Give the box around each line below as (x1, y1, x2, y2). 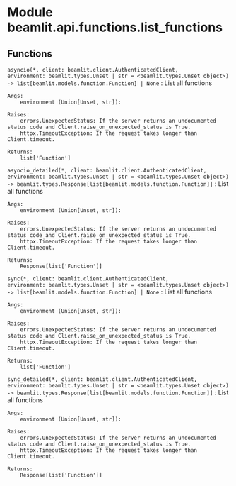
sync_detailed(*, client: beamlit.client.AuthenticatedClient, (7, 376, 198, 383)
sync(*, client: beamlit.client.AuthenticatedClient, (7, 275, 170, 282)
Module (7, 4, 53, 21)
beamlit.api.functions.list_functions (7, 19, 223, 35)
